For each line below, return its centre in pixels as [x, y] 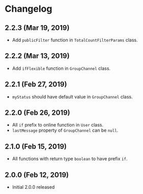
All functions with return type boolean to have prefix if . [70, 159]
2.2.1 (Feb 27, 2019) [36, 84]
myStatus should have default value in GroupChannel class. [72, 96]
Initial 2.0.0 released [33, 187]
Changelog [28, 9]
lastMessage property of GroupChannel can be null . [65, 130]
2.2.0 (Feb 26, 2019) [37, 113]
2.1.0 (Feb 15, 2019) [36, 146]
